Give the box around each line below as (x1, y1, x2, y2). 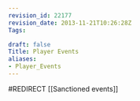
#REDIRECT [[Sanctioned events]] (8, 84, 119, 93)
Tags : (8, 26, 26, 34)
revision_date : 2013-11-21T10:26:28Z (8, 19, 132, 27)
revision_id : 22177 (8, 11, 72, 20)
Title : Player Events (8, 48, 79, 56)
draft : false (8, 40, 51, 48)
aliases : (8, 55, 37, 63)
